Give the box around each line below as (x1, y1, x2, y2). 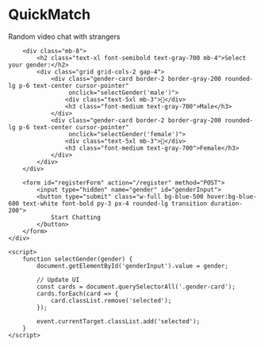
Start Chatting (50, 213, 101, 221)
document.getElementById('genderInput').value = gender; (36, 261, 228, 270)
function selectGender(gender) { (22, 255, 133, 263)
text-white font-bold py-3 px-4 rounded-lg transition (22, 200, 208, 208)
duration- (210, 200, 243, 208)
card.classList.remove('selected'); (50, 296, 172, 304)
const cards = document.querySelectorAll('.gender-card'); (36, 283, 236, 291)
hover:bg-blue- (206, 193, 258, 200)
